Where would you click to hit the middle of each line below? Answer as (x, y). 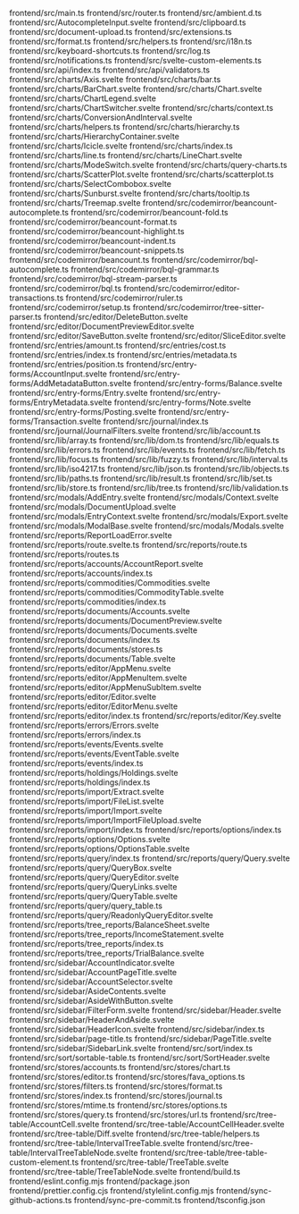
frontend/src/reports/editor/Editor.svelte (83, 697)
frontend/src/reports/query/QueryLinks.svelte (93, 887)
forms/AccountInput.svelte (58, 374)
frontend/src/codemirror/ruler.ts (124, 298)
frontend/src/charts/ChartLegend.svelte (83, 98)
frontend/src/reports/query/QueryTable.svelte (94, 896)
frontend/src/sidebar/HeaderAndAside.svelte (92, 1020)
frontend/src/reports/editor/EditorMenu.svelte (94, 706)
